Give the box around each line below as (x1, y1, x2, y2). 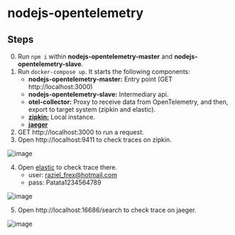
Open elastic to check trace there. (17, 163, 118, 172)
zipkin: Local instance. (28, 113, 96, 121)
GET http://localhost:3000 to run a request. (17, 128, 144, 136)
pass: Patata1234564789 (28, 178, 102, 187)
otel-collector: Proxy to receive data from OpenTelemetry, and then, (28, 98, 229, 106)
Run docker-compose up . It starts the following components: (17, 68, 190, 75)
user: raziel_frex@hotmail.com (28, 171, 117, 179)
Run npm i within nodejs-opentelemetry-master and (17, 52, 173, 61)
